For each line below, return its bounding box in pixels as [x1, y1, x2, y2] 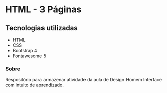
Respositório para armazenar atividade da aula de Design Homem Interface [5, 77, 162, 83]
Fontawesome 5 [12, 53, 47, 59]
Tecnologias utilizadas [5, 24, 78, 32]
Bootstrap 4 [12, 48, 37, 53]
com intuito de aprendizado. [5, 82, 64, 88]
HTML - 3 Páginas [5, 4, 82, 15]
